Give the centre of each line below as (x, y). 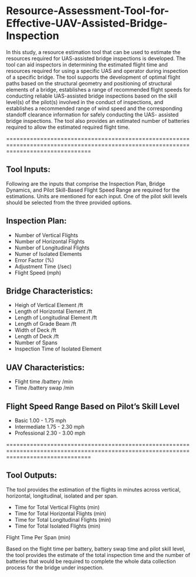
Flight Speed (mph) (38, 272)
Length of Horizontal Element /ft (53, 311)
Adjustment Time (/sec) (43, 266)
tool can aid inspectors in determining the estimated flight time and (87, 64)
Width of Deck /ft (36, 330)
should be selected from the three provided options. (69, 202)
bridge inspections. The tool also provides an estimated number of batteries (98, 121)
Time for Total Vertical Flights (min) (57, 507)
